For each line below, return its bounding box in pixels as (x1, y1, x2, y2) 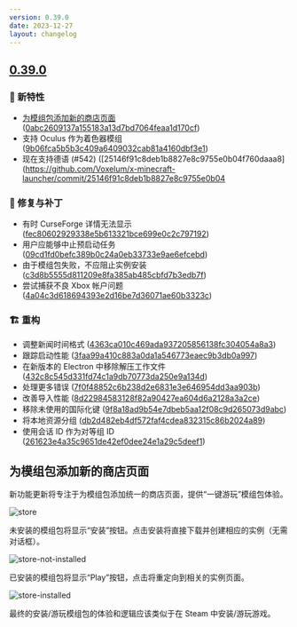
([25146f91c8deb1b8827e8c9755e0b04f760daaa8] (98, 154, 285, 164)
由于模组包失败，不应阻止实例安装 (21, 259, 147, 271)
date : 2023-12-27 (9, 21, 74, 30)
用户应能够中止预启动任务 (21, 239, 116, 250)
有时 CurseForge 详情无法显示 (21, 218, 132, 229)
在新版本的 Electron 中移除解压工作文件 (21, 361, 166, 371)
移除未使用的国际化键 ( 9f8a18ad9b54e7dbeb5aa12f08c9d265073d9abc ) (21, 403, 287, 414)
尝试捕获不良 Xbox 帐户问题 (21, 281, 124, 291)
